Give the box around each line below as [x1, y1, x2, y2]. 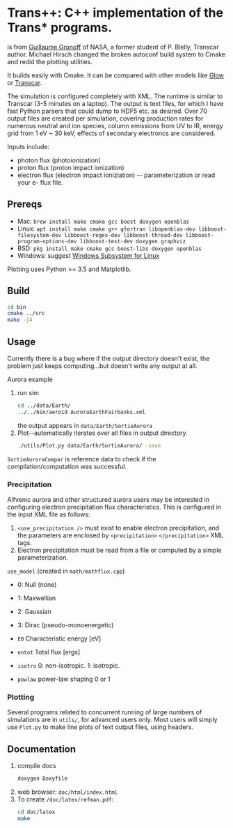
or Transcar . [7, 78, 42, 86]
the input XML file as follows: [7, 510, 90, 519]
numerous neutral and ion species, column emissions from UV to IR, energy [7, 121, 224, 130]
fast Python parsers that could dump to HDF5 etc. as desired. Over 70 [7, 107, 207, 115]
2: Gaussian [17, 607, 52, 615]
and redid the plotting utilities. [7, 57, 93, 66]
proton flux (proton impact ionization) [17, 163, 124, 171]
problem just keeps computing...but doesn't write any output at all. [7, 362, 198, 370]
